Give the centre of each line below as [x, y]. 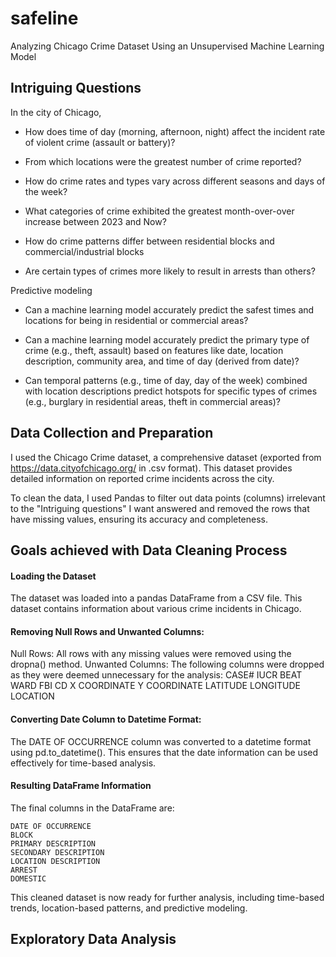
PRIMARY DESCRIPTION [53, 843]
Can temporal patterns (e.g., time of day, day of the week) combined [166, 380]
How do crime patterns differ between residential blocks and [149, 241]
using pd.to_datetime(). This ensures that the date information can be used [164, 752]
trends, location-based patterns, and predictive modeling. [129, 908]
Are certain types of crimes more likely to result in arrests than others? [170, 271]
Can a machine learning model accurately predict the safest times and [169, 309]
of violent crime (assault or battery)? [100, 142]
